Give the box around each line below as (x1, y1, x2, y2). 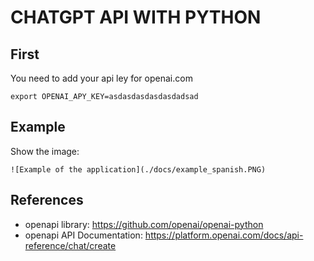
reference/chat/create (24, 239, 117, 251)
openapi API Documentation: (24, 229, 143, 241)
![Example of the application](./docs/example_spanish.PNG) (10, 164, 267, 175)
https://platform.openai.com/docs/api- (144, 229, 304, 241)
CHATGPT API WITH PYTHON (10, 6, 262, 29)
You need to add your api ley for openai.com (10, 72, 193, 84)
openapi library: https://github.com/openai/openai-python (24, 218, 264, 230)
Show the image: (10, 145, 80, 157)
